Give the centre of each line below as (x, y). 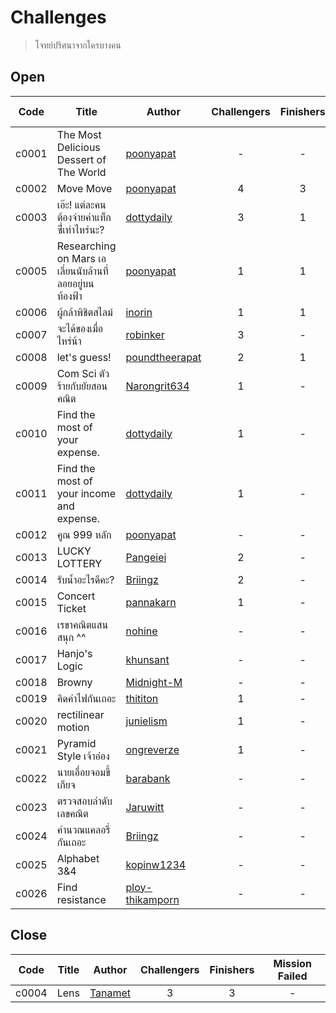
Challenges (58, 17)
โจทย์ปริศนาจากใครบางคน (78, 45)
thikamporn (152, 899)
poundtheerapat (163, 357)
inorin (139, 312)
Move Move (84, 188)
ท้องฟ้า (69, 296)
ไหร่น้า (69, 341)
